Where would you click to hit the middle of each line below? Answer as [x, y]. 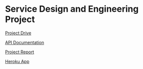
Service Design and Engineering [72, 9]
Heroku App [17, 61]
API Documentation [24, 42]
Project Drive [18, 33]
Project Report [20, 52]
